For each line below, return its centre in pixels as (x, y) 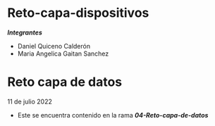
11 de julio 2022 (30, 101)
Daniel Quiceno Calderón (54, 46)
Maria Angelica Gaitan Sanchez (63, 53)
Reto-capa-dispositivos (78, 13)
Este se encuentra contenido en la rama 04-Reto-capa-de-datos (113, 115)
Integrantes (25, 32)
